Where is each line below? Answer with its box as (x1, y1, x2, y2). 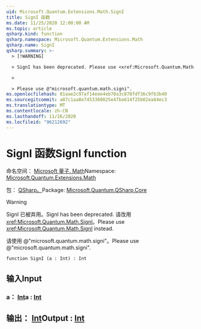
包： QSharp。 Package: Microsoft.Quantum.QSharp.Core (6, 187, 147, 194)
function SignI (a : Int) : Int (6, 255, 87, 262)
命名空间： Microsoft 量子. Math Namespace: (6, 167, 116, 175)
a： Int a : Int (6, 293, 42, 301)
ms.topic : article (6, 25, 52, 32)
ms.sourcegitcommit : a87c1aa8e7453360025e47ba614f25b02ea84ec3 (6, 97, 167, 103)
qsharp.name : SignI (6, 42, 55, 48)
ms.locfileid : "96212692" (6, 119, 71, 125)
